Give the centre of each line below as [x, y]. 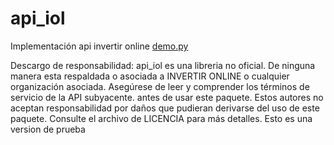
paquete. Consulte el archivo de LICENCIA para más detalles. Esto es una [161, 118]
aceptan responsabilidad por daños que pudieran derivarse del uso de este [165, 108]
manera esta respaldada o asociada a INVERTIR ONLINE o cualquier [150, 76]
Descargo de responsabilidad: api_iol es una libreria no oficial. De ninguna [163, 65]
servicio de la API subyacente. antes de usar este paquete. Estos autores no [167, 97]
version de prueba [48, 129]
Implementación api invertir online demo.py [99, 46]
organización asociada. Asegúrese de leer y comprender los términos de [160, 86]
